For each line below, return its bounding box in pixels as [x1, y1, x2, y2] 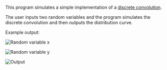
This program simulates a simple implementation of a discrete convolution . [5, 5, 162, 10]
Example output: [5, 29, 40, 35]
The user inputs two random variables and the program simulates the [5, 14, 151, 20]
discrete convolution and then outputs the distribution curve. [5, 20, 133, 25]
